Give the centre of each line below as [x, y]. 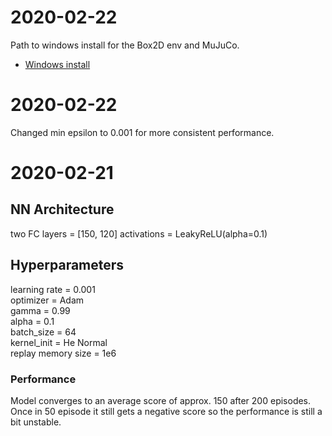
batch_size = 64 [43, 332]
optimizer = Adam [47, 300]
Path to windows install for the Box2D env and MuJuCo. [125, 45]
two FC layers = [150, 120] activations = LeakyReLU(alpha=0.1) [139, 233]
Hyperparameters [67, 265]
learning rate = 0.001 [53, 289]
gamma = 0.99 [40, 310]
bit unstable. [36, 422]
